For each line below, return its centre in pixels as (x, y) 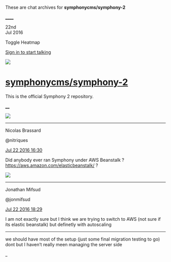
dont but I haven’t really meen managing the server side (64, 244)
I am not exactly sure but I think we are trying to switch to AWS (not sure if (83, 219)
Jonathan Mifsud (23, 189)
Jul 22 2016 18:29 (24, 209)
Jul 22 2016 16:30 (24, 150)
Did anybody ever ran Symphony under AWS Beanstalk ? (65, 160)
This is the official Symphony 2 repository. (50, 96)
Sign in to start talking (28, 52)
